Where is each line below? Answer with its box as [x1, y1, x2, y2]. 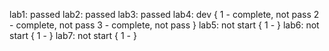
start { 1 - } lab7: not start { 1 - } [9, 30, 137, 41]
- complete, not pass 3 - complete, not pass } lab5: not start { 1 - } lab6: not [9, 19, 320, 31]
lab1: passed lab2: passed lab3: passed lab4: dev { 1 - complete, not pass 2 [9, 9, 320, 20]
